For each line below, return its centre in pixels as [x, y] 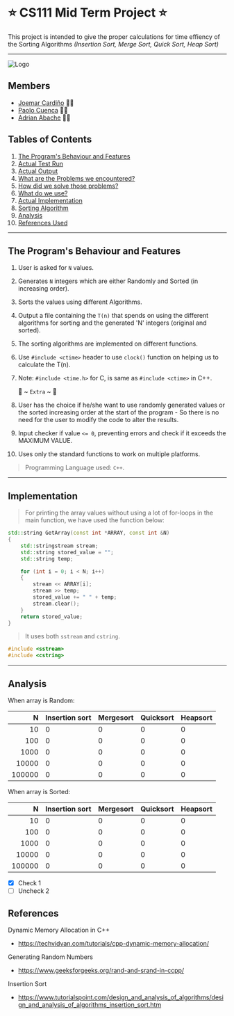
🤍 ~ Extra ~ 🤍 [37, 392]
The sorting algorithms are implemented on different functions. [108, 344]
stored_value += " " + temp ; [75, 597]
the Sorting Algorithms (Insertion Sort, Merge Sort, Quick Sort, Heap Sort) [114, 44]
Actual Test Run [41, 163]
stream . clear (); [56, 604]
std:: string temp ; [47, 559]
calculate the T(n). [44, 364]
